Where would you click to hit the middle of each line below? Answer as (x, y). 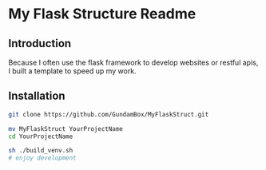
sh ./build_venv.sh (41, 151)
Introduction (40, 43)
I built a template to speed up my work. (73, 71)
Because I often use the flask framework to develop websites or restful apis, (133, 62)
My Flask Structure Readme (102, 14)
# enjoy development (43, 158)
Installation (37, 96)
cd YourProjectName (41, 136)
